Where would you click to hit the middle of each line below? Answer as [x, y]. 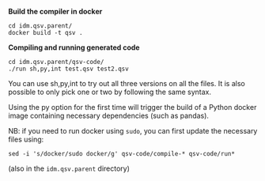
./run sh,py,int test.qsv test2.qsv [68, 69]
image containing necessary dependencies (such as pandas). [109, 115]
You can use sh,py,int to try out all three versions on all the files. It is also [127, 83]
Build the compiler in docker [55, 11]
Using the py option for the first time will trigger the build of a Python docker [132, 107]
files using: [26, 139]
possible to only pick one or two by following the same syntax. [110, 92]
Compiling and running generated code [74, 47]
